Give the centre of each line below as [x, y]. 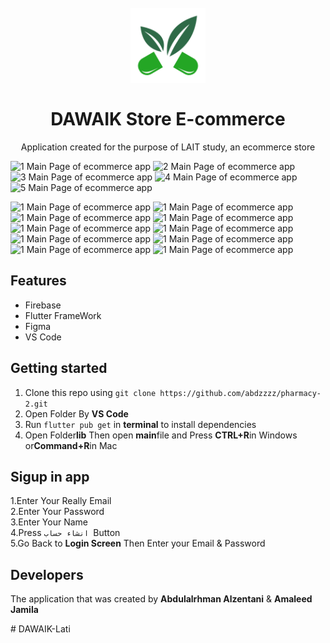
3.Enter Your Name [49, 522]
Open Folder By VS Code [76, 413]
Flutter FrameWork [63, 315]
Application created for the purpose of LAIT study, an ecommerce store [168, 147]
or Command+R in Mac [71, 445]
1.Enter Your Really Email [61, 501]
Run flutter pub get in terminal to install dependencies [140, 424]
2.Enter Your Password [57, 512]
